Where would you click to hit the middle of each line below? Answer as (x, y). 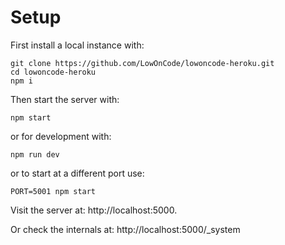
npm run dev (35, 154)
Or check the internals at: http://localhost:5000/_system (125, 229)
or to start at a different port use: (77, 173)
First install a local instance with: (77, 45)
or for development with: (61, 136)
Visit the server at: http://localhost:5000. (94, 210)
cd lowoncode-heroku (53, 72)
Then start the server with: (65, 99)
